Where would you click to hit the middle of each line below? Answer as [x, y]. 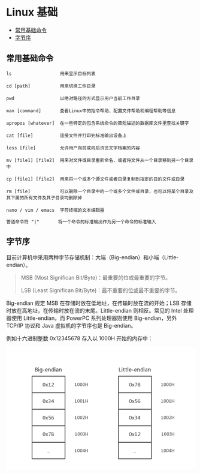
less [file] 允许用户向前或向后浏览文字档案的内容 [73, 148]
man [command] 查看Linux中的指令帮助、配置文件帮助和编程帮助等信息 [91, 111]
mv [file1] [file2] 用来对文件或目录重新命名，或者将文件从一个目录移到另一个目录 [100, 160]
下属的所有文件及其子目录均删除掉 [46, 198]
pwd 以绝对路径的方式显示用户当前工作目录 [73, 98]
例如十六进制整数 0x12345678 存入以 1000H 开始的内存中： [80, 338]
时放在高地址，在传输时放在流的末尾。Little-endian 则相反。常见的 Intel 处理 [100, 310]
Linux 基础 [32, 12]
